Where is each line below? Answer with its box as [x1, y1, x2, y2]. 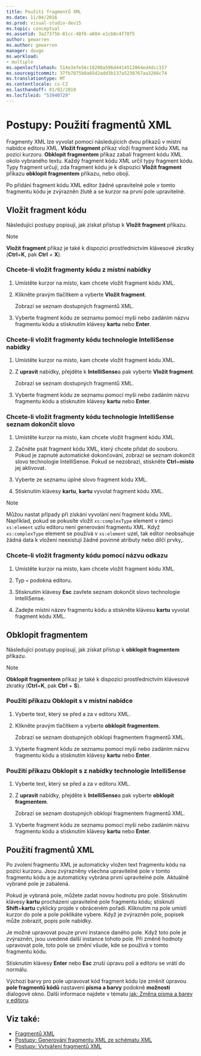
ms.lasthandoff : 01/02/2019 [6, 87, 77, 93]
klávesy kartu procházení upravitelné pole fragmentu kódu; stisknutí [6, 898, 175, 905]
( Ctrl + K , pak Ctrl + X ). [6, 251, 62, 258]
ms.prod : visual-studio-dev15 [6, 20, 82, 26]
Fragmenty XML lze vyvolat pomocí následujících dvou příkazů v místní [6, 138, 181, 145]
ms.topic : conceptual [6, 25, 60, 32]
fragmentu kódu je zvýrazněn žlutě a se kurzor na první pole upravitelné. [6, 188, 185, 195]
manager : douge [6, 48, 44, 54]
